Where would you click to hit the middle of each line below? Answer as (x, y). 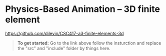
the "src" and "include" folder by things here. (64, 48)
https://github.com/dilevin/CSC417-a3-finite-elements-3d (64, 33)
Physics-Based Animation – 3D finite (82, 9)
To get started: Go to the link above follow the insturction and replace (89, 43)
